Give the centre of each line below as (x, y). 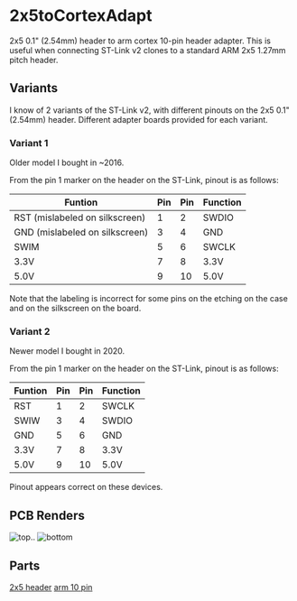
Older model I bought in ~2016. (67, 162)
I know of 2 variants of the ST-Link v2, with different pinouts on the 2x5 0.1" (150, 110)
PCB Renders (47, 515)
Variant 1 (29, 143)
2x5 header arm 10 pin (51, 587)
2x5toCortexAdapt (81, 16)
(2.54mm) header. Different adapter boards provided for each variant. (139, 119)
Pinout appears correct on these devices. (86, 487)
